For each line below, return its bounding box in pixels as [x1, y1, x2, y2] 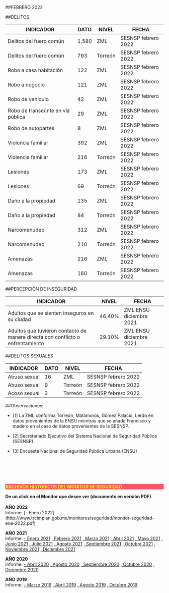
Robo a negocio [8, 81, 45, 88]
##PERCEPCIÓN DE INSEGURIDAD [5, 286, 77, 292]
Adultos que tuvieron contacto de [8, 328, 87, 334]
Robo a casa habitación [8, 67, 63, 74]
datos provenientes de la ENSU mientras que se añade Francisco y [12, 418, 151, 423]
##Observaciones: [5, 403, 44, 408]
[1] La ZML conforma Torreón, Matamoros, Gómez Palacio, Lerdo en [12, 412, 154, 418]
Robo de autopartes [8, 125, 54, 132]
